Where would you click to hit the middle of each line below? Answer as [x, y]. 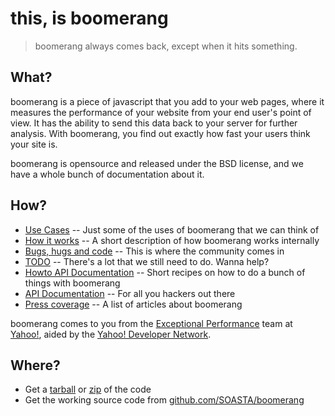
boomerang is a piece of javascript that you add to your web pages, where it [167, 101]
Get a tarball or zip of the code [88, 389]
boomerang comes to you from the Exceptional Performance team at [151, 323]
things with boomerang [72, 283]
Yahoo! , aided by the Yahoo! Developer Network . [111, 334]
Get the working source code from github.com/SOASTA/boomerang [164, 400]
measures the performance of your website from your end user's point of [161, 112]
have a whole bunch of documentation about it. [107, 174]
